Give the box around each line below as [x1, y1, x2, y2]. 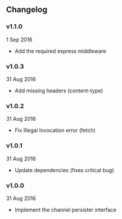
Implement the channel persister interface [14, 206, 117, 213]
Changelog [6, 5, 48, 15]
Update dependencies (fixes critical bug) [14, 166, 114, 173]
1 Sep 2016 [6, 36, 33, 43]
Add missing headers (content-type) [14, 87, 103, 94]
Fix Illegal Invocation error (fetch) [14, 127, 96, 134]
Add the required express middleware [14, 47, 107, 54]
